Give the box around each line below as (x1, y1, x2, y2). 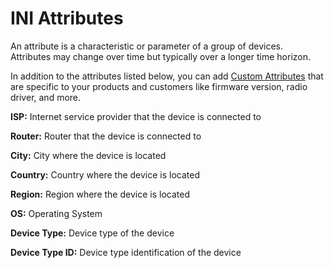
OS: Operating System (10, 207, 103, 219)
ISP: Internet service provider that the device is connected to (10, 110, 262, 122)
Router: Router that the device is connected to (10, 130, 202, 142)
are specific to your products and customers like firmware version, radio (10, 80, 308, 92)
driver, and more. (10, 91, 82, 103)
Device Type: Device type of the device (10, 227, 175, 239)
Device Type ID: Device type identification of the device (10, 246, 242, 258)
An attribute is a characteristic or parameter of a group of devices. (10, 40, 284, 52)
